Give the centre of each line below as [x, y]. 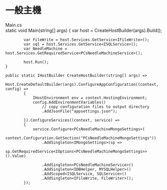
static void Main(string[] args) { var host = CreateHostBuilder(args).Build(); [84, 30]
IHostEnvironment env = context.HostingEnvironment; [90, 98]
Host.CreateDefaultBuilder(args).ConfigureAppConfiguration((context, [82, 84]
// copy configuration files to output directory [96, 107]
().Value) [16, 156]
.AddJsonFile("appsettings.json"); [79, 111]
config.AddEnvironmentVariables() [69, 102]
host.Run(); [37, 62]
